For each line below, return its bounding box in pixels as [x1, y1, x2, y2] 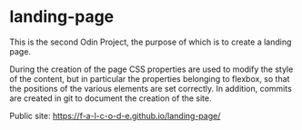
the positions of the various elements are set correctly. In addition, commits [9, 83, 293, 94]
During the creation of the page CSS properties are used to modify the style [9, 64, 294, 75]
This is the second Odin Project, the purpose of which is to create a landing [9, 36, 292, 47]
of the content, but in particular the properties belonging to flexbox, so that [9, 73, 290, 84]
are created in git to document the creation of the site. [9, 93, 212, 104]
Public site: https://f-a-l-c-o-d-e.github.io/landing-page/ [9, 110, 221, 121]
